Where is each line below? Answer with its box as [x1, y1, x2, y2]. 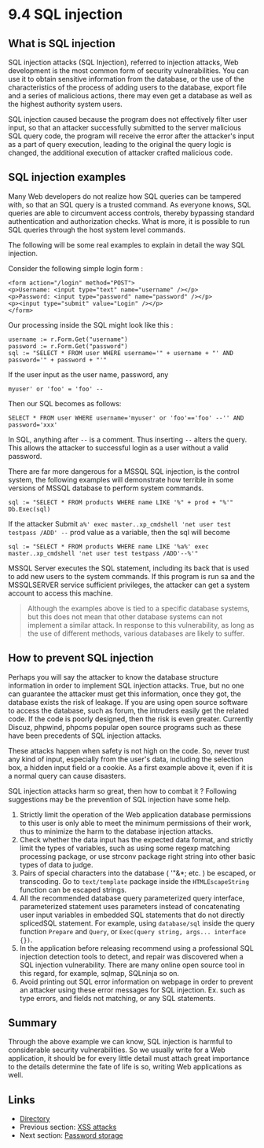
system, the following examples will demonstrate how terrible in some [8, 475, 234, 484]
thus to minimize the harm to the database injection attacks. [19, 827, 214, 836]
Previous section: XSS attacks [19, 1122, 117, 1132]
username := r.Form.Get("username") [8, 336, 128, 343]
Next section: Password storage [19, 1131, 123, 1140]
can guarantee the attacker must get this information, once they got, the [8, 689, 241, 699]
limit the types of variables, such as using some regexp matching [19, 843, 230, 853]
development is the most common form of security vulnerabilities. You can [8, 66, 249, 75]
